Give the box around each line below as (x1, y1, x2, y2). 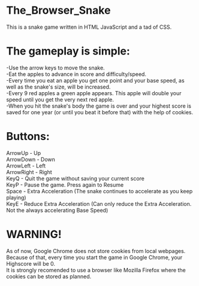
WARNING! (6, 228, 62, 241)
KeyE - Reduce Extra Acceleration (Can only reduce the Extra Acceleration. (6, 200, 192, 207)
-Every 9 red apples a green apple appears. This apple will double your (6, 89, 182, 96)
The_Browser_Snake (6, 4, 111, 17)
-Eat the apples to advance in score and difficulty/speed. (6, 70, 147, 78)
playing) (6, 194, 26, 201)
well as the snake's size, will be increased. (6, 83, 111, 90)
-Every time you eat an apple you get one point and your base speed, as (6, 77, 185, 84)
